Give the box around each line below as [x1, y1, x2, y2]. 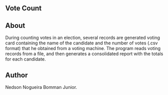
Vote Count [5, 4, 42, 13]
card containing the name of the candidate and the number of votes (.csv [5, 40, 158, 46]
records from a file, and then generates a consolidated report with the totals [5, 51, 163, 57]
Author [5, 71, 28, 79]
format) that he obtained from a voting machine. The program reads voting [5, 45, 161, 52]
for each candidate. [5, 56, 47, 62]
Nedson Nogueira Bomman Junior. [5, 84, 77, 90]
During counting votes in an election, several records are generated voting [5, 35, 160, 41]
